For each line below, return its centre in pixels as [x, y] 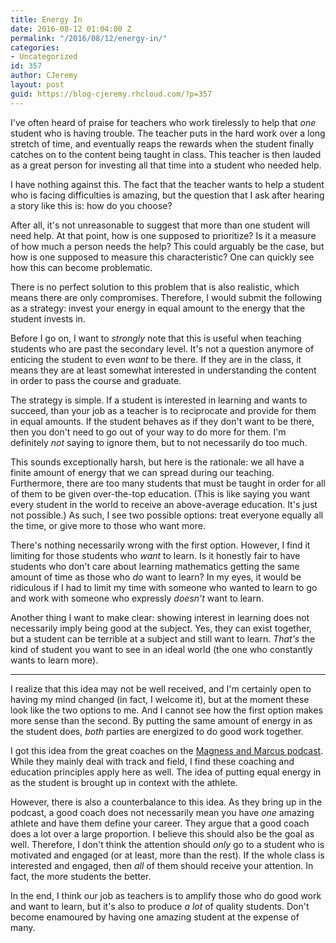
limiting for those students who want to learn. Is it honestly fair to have [155, 555]
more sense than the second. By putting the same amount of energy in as [161, 720]
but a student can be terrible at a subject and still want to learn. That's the [163, 638]
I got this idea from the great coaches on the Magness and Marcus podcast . [167, 750]
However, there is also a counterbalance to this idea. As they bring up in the [166, 802]
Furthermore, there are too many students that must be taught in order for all [168, 483]
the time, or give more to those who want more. [108, 525]
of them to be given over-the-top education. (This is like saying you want [160, 493]
